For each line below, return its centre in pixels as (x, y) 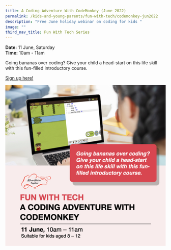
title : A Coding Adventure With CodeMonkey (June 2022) (66, 11)
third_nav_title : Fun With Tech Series (48, 32)
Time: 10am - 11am (25, 53)
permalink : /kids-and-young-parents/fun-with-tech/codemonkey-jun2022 (82, 16)
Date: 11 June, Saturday (30, 47)
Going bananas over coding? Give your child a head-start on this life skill (81, 63)
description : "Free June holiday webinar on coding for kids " (74, 21)
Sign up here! (19, 78)
